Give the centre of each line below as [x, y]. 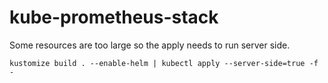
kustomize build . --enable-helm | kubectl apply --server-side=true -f [164, 63]
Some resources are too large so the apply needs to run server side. [150, 45]
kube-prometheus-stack [114, 17]
